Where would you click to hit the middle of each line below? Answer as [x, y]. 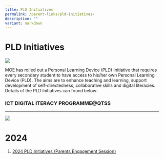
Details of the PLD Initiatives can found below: [51, 91]
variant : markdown [24, 23]
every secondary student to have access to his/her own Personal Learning [80, 75]
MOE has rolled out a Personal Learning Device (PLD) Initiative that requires [81, 70]
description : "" [21, 19]
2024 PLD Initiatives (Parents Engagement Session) [64, 151]
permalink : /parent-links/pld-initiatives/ [50, 14]
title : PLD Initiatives [29, 10]
